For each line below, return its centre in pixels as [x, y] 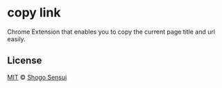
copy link [34, 13]
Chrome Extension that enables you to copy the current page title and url [111, 32]
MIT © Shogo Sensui [37, 77]
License [25, 61]
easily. [16, 38]
